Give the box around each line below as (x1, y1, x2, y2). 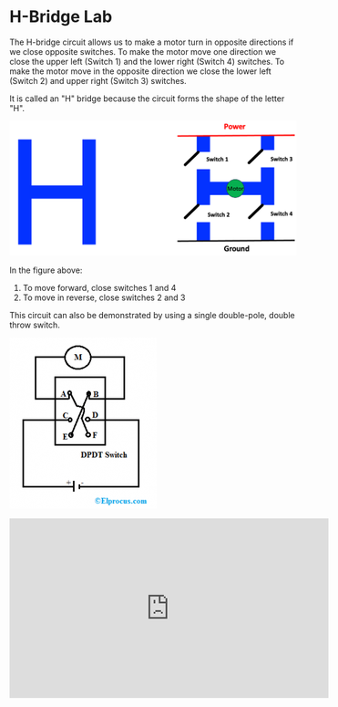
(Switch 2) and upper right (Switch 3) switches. (9, 75, 187, 86)
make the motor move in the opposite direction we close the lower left (9, 66, 271, 77)
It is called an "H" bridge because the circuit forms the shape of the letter (9, 93, 285, 104)
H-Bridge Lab (9, 6, 113, 27)
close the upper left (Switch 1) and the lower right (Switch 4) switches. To (9, 56, 285, 67)
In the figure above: (9, 265, 83, 276)
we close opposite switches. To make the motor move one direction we (9, 46, 276, 57)
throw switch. (9, 319, 61, 330)
